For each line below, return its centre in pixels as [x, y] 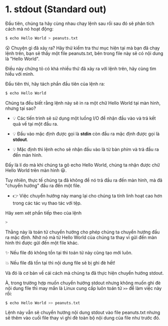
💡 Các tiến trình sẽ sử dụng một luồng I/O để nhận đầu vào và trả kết [84, 118]
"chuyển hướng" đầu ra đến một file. [43, 185]
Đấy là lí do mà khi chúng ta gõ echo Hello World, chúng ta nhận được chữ [83, 165]
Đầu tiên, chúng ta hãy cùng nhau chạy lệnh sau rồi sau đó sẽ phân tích [80, 23]
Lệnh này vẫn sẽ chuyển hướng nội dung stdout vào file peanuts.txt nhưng [83, 313]
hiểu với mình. [20, 74]
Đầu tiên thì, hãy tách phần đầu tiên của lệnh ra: [55, 84]
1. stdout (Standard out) [56, 9]
